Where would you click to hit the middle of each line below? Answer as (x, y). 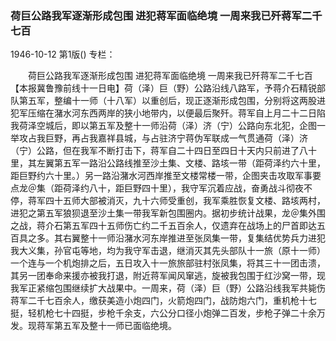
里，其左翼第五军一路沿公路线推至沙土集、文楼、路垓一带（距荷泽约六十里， (168, 163)
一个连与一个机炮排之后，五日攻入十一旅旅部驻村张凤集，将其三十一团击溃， (168, 263)
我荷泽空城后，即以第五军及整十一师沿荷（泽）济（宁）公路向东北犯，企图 (163, 126)
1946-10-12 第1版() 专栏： (63, 54)
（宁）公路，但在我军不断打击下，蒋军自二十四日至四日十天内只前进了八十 (163, 151)
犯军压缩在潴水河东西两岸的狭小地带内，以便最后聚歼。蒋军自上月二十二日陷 (168, 113)
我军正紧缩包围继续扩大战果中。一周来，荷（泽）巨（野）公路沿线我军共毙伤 (168, 288)
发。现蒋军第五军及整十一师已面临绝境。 (93, 326)
